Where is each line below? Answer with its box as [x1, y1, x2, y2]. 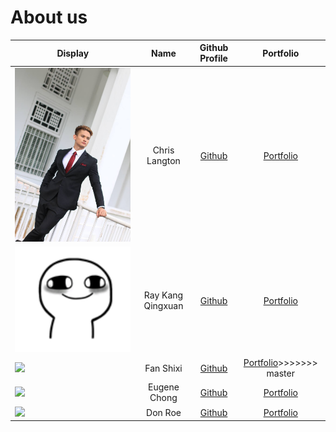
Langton [146, 155, 181, 167]
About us [10, 6, 88, 29]
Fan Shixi [144, 362, 183, 374]
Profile [199, 52, 228, 65]
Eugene [148, 381, 180, 393]
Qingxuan [143, 300, 184, 312]
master [266, 367, 295, 380]
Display [56, 47, 90, 59]
